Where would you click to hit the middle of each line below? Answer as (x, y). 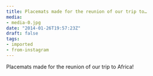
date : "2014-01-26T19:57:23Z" (44, 28)
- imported (20, 45)
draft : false (22, 34)
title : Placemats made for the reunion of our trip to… (76, 11)
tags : (13, 39)
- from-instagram (28, 50)
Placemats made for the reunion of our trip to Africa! (70, 67)
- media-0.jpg (24, 22)
